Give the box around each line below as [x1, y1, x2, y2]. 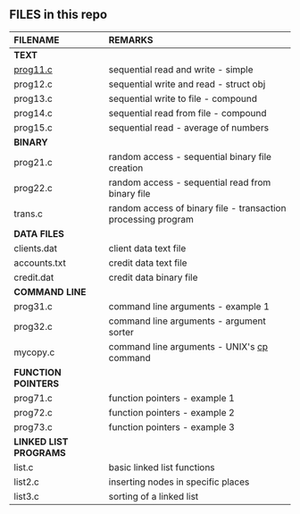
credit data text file [108, 257, 187, 269]
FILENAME [13, 33, 60, 46]
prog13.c [13, 92, 54, 105]
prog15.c [13, 121, 54, 133]
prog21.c [13, 156, 54, 168]
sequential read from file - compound [108, 106, 267, 119]
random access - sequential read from [108, 176, 271, 189]
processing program [108, 213, 194, 225]
